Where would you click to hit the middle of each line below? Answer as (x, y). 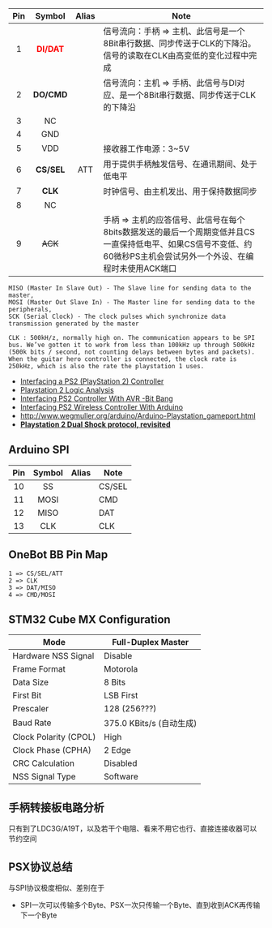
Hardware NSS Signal (53, 656)
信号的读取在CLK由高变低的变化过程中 (176, 56)
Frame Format (39, 669)
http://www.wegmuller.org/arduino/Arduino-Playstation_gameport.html (138, 416)
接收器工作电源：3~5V (147, 149)
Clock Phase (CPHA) (52, 750)
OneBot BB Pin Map (58, 555)
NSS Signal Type (44, 776)
